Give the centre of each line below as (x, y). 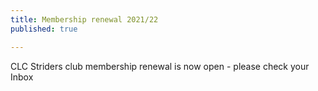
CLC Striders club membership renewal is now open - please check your (160, 66)
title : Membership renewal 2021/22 (84, 19)
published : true (44, 29)
